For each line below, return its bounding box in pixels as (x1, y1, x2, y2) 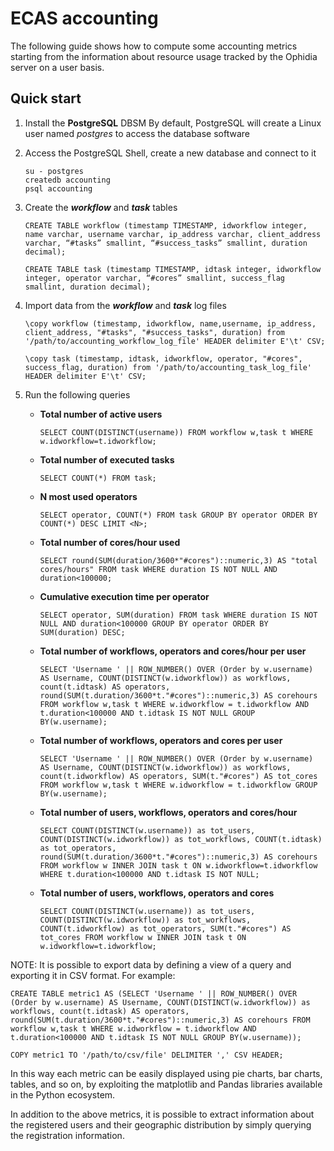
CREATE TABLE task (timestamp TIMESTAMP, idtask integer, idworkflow (24, 264, 322, 274)
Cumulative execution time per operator (39, 590, 210, 602)
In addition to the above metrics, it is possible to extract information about (10, 1108, 315, 1120)
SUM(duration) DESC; (39, 627, 126, 637)
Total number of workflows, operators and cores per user (39, 734, 283, 746)
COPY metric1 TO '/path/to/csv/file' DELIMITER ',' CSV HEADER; (10, 1050, 284, 1060)
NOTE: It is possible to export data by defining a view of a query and (10, 958, 292, 971)
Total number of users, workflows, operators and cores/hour (39, 806, 298, 818)
